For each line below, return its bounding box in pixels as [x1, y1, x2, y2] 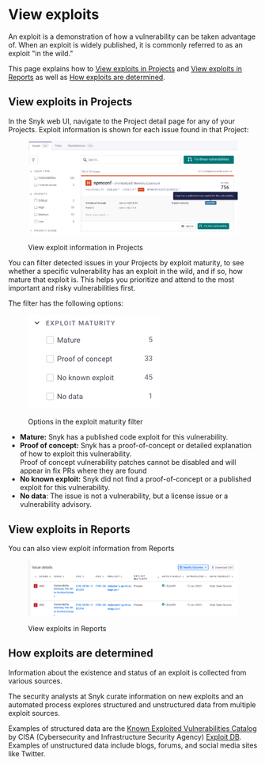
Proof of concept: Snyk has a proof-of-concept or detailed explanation [19, 441, 252, 451]
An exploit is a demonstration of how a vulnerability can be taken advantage [8, 32, 256, 41]
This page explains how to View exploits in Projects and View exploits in [8, 63, 243, 73]
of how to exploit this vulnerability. [19, 449, 132, 459]
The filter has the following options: [8, 299, 124, 308]
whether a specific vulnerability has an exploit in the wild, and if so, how [8, 267, 243, 276]
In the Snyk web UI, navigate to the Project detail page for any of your [8, 116, 236, 126]
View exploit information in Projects [28, 243, 144, 253]
